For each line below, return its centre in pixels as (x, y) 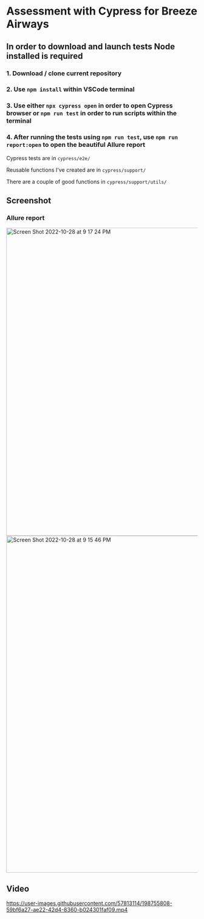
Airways (28, 24)
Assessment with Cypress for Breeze (102, 11)
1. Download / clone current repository (64, 73)
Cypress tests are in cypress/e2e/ (48, 158)
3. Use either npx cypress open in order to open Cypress (90, 106)
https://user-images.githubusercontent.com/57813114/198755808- (90, 903)
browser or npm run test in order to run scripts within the (92, 114)
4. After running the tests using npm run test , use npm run (92, 137)
